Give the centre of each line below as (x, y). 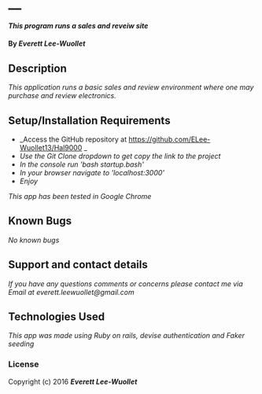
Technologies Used (56, 317)
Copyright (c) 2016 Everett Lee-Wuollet (73, 381)
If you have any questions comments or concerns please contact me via (126, 284)
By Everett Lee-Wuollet (47, 44)
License (24, 364)
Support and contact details (78, 265)
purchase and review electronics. (62, 96)
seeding (21, 344)
